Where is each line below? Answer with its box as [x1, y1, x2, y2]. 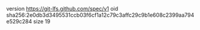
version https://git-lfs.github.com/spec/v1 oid [6, 5, 119, 12]
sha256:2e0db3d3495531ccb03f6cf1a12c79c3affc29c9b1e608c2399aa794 [6, 11, 195, 19]
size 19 [33, 18, 51, 25]
